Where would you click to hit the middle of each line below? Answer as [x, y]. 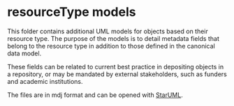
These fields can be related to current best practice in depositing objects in [116, 67]
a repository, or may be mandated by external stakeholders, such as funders [117, 74]
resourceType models [72, 12]
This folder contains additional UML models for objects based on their [108, 31]
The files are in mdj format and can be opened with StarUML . [95, 95]
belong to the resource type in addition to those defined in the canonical [111, 46]
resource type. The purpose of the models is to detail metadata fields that [114, 38]
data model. [24, 53]
